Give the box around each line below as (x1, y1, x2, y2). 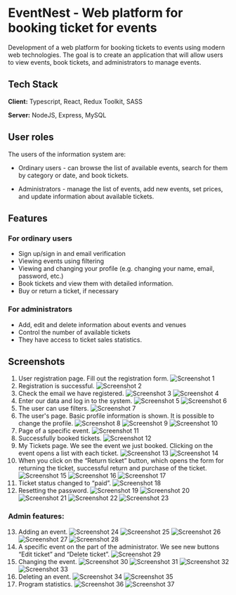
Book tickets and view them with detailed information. (18, 279, 174, 288)
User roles (8, 132, 55, 143)
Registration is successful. (18, 382, 95, 390)
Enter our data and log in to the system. (18, 397, 133, 405)
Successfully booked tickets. (18, 434, 102, 442)
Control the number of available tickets (18, 328, 131, 336)
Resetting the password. (18, 487, 89, 495)
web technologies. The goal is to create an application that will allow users (8, 51, 223, 59)
